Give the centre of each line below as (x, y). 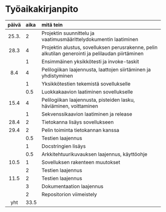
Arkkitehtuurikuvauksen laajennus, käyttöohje (95, 154)
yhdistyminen (57, 76)
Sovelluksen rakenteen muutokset (81, 162)
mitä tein (52, 25)
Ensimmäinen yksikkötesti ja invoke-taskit (90, 61)
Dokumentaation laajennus (73, 186)
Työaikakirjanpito (42, 9)
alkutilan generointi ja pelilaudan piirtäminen (93, 53)
